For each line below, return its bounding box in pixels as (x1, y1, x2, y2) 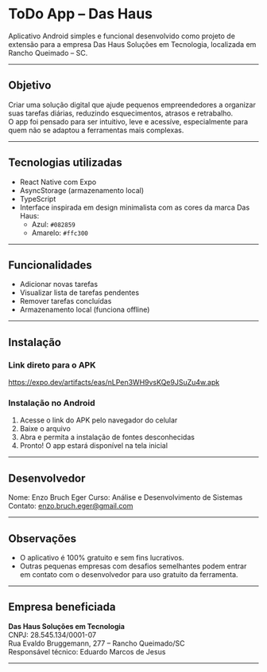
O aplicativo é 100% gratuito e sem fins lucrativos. (19, 552, 184, 562)
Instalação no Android (8, 397, 95, 408)
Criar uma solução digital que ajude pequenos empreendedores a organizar (8, 100, 256, 109)
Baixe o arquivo (19, 424, 72, 434)
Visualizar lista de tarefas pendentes (19, 288, 140, 297)
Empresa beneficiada (8, 600, 116, 614)
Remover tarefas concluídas (19, 297, 112, 306)
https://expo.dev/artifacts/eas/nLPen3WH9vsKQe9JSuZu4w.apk (8, 378, 220, 387)
